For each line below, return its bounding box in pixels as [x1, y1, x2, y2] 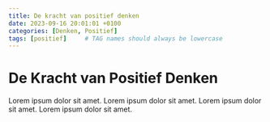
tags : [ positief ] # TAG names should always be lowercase [8, 34, 223, 43]
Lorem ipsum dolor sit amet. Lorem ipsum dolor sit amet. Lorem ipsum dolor [8, 96, 262, 106]
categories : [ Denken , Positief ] [8, 27, 118, 35]
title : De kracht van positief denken [8, 11, 139, 20]
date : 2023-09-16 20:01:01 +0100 [8, 19, 122, 27]
